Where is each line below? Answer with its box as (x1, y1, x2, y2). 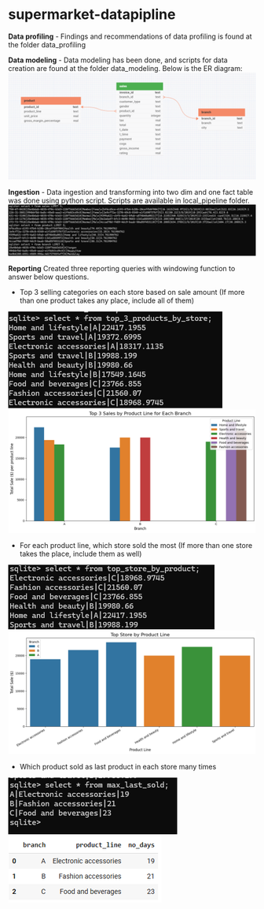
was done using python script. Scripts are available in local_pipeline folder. (8, 196, 250, 206)
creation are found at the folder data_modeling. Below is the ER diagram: (8, 63, 243, 73)
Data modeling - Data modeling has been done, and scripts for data (8, 55, 228, 65)
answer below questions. (8, 272, 90, 281)
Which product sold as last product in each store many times (19, 762, 217, 771)
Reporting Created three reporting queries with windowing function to (8, 263, 236, 273)
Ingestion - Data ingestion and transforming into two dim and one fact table (8, 188, 254, 197)
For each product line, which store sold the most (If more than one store (19, 540, 253, 549)
